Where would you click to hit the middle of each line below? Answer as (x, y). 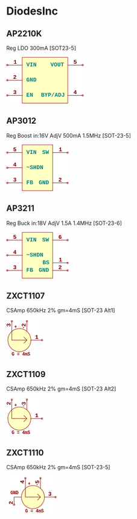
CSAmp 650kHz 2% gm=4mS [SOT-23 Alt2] (61, 389)
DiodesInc (32, 11)
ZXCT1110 (25, 453)
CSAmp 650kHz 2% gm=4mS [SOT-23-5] (58, 467)
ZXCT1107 (26, 296)
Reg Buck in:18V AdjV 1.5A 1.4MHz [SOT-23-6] (64, 223)
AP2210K (24, 34)
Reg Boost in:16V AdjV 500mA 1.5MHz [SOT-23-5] (69, 135)
